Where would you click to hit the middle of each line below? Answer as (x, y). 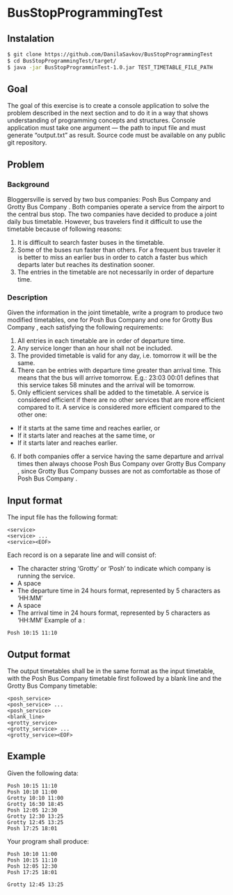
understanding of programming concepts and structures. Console (102, 120)
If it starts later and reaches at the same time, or (86, 435)
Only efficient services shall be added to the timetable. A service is (113, 393)
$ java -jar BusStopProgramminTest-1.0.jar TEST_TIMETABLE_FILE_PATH (110, 67)
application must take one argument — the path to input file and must (106, 128)
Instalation (31, 39)
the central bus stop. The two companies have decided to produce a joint (112, 214)
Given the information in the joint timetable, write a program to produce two (115, 313)
